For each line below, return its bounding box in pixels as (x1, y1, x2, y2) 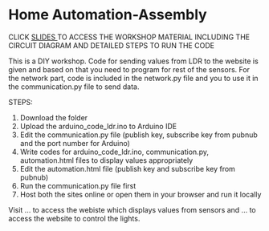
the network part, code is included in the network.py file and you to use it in (8, 73, 259, 83)
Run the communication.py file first (19, 180, 137, 190)
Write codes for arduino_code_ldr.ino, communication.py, (19, 147, 209, 156)
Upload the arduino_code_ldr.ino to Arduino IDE (19, 121, 177, 131)
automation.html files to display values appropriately (19, 155, 194, 165)
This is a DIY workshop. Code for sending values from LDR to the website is (8, 56, 259, 66)
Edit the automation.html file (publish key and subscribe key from (19, 164, 235, 173)
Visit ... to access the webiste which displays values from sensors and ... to (8, 205, 256, 214)
